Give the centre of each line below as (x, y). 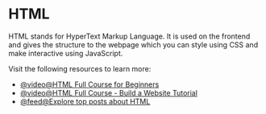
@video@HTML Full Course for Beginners (89, 84)
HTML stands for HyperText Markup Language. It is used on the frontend (129, 36)
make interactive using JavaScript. (66, 53)
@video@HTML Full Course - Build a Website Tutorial (108, 92)
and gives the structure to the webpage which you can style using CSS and (133, 44)
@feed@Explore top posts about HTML (85, 101)
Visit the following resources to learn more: (80, 68)
